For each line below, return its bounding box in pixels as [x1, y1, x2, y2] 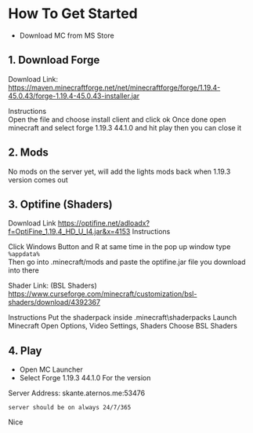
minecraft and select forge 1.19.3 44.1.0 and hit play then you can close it [8, 123, 242, 132]
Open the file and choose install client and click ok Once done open [8, 115, 226, 124]
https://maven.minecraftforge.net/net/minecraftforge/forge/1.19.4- [8, 83, 221, 92]
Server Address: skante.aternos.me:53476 [8, 388, 146, 398]
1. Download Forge [8, 53, 100, 67]
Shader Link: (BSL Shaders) [8, 281, 98, 291]
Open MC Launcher [19, 365, 84, 374]
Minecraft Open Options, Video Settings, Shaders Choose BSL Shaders [8, 321, 237, 331]
